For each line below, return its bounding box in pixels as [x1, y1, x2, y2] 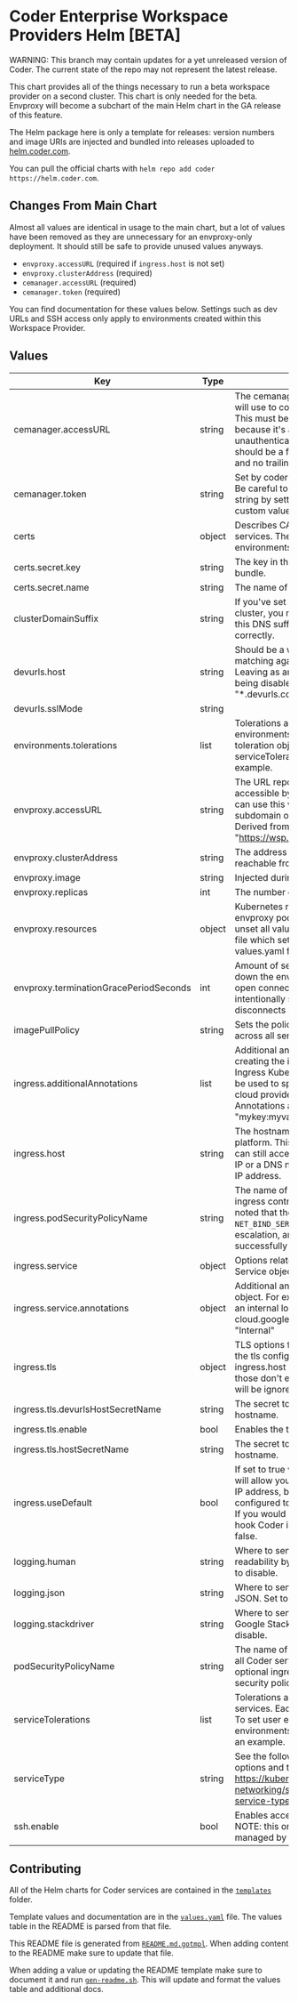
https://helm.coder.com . [9, 172, 99, 183]
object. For [234, 1290, 279, 1303]
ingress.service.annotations [13, 1302, 129, 1314]
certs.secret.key [13, 561, 82, 573]
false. [234, 1529, 258, 1542]
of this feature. [9, 109, 64, 120]
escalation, [234, 1228, 281, 1240]
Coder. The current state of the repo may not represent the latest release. [9, 64, 278, 75]
